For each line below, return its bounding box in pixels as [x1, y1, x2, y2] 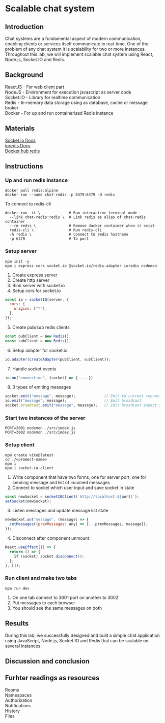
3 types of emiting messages [12, 384, 71, 390]
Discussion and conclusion [5, 657, 90, 665]
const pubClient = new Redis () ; [5, 333, 71, 339]
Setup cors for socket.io [12, 288, 61, 294]
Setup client [5, 441, 35, 448]
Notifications [5, 702, 31, 708]
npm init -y [5, 259, 29, 264]
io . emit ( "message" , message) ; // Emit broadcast [5, 398, 141, 403]
